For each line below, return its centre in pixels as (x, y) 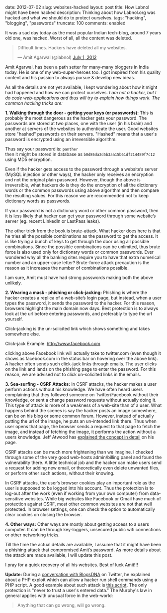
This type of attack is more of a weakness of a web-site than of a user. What (83, 405)
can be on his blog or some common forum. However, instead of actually (80, 416)
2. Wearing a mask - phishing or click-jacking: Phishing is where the (76, 293)
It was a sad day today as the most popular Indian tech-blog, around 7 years (83, 33)
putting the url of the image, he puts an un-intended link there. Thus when (81, 421)
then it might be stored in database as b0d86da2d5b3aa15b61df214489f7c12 (80, 154)
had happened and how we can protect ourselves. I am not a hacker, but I (81, 92)
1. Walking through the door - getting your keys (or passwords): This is (79, 113)
